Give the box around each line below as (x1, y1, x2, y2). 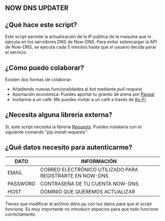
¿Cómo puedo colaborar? (5, 63, 84, 72)
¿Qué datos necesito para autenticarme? (5, 143, 133, 152)
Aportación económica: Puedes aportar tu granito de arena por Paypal (12, 91, 155, 97)
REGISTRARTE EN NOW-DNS (40, 172, 109, 179)
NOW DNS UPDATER (5, 4, 69, 12)
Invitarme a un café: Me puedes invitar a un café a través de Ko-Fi (12, 97, 146, 103)
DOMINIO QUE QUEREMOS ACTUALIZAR (40, 188, 135, 195)
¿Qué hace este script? (5, 21, 78, 29)
